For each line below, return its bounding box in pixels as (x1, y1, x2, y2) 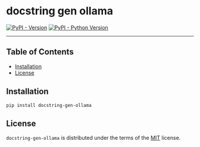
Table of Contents (6, 47, 74, 57)
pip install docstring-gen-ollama (6, 102, 92, 108)
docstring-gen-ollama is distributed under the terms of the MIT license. (6, 134, 181, 142)
